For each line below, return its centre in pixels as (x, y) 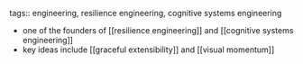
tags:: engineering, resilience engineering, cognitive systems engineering (146, 13)
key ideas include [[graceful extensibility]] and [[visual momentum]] (148, 50)
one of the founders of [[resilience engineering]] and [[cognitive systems (158, 30)
